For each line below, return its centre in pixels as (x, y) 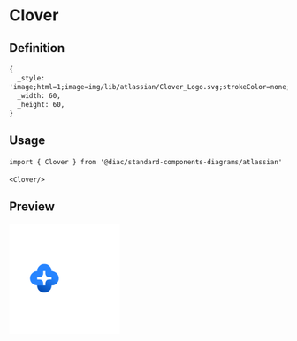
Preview (32, 207)
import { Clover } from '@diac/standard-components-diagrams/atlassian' (146, 162)
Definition (37, 48)
